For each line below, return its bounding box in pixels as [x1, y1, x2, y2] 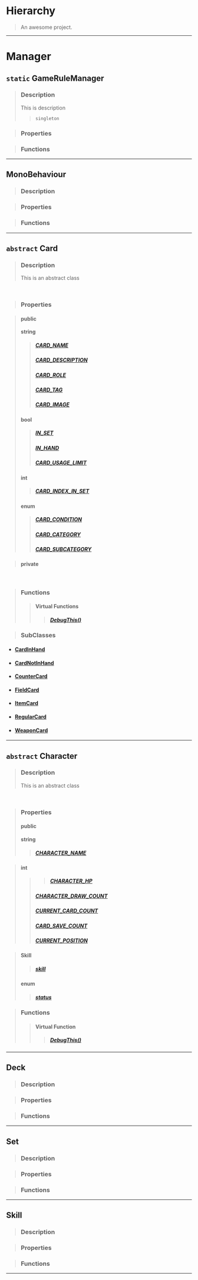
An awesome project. [20, 24, 72, 31]
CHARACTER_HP [49, 878, 93, 885]
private [20, 561, 39, 568]
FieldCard [14, 686, 39, 693]
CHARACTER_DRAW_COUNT [35, 892, 108, 899]
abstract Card [6, 243, 58, 253]
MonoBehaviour [6, 170, 67, 180]
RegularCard [14, 713, 47, 720]
